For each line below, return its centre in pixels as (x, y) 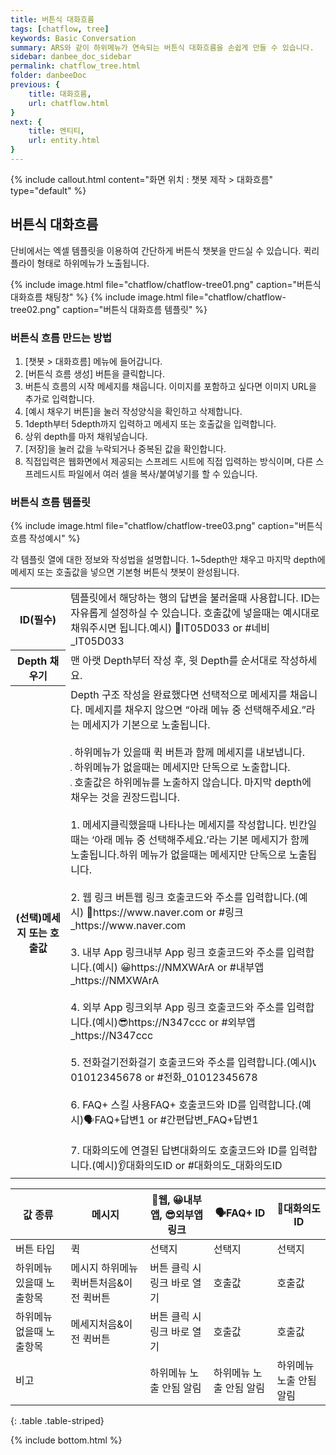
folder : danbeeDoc (48, 76)
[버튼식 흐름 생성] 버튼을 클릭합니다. (94, 373)
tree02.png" (35, 309)
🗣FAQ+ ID (240, 1213)
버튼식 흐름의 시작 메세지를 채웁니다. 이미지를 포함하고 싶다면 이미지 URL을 (170, 386)
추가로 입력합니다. (59, 398)
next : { (26, 122)
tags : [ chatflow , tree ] (60, 29)
